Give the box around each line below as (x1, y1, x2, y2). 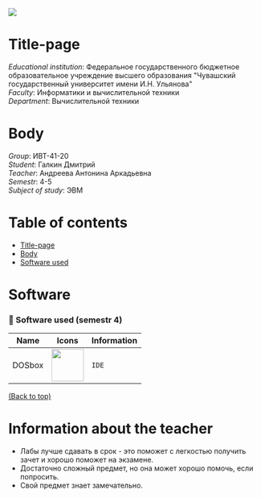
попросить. (19, 472, 59, 482)
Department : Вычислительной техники (8, 96, 140, 106)
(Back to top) (8, 392, 51, 401)
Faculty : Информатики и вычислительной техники (8, 87, 180, 97)
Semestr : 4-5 (8, 176, 52, 186)
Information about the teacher (8, 420, 214, 438)
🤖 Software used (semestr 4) (8, 314, 123, 326)
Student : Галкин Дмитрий (8, 160, 96, 169)
